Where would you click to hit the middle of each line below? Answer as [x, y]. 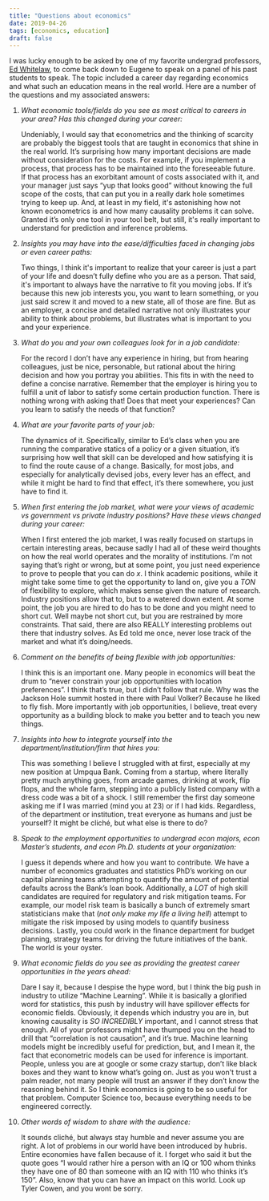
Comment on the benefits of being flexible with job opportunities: [128, 657]
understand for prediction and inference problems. [104, 228]
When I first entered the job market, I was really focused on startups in [137, 540]
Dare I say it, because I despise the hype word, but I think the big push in [141, 987]
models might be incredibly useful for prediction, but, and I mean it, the [138, 1047]
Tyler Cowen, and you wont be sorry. [82, 1189]
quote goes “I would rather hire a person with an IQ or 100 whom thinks [138, 1163]
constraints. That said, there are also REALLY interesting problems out [136, 625]
